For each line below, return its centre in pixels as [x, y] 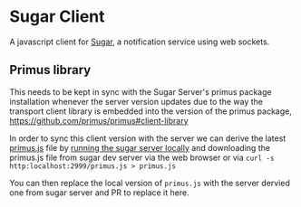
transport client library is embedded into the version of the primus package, [150, 111]
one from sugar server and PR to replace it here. [99, 193]
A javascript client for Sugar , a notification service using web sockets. [140, 42]
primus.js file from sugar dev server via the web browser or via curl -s [142, 157]
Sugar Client [57, 17]
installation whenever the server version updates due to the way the [136, 101]
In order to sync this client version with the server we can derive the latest [148, 138]
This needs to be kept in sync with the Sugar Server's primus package [141, 91]
